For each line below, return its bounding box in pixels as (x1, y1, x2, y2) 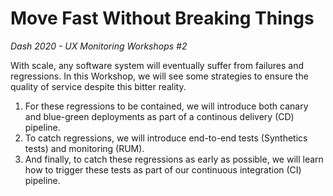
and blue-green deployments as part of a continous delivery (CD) (24, 110, 295, 122)
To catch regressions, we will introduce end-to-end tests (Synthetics (24, 132, 308, 144)
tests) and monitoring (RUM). (24, 142, 145, 154)
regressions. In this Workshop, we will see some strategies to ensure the (10, 70, 309, 82)
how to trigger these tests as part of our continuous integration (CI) (24, 163, 302, 176)
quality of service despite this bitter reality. (10, 80, 187, 92)
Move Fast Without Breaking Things (10, 7, 315, 30)
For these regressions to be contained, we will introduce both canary (24, 100, 309, 112)
